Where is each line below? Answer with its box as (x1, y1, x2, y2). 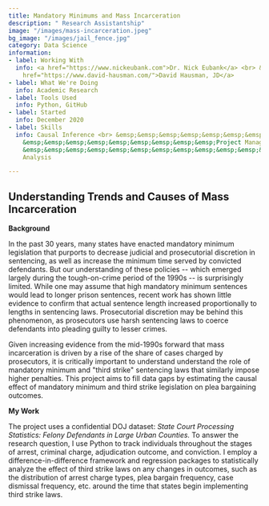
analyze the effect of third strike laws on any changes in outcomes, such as (8, 464, 258, 474)
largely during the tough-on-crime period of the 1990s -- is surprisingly (8, 273, 244, 283)
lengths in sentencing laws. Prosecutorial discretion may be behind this (8, 307, 243, 317)
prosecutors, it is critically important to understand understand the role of (8, 357, 251, 367)
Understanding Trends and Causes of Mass (8, 190, 230, 203)
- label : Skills (8, 123, 62, 131)
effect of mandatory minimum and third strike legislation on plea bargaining (8, 382, 256, 392)
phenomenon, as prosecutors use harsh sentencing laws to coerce (8, 315, 229, 325)
